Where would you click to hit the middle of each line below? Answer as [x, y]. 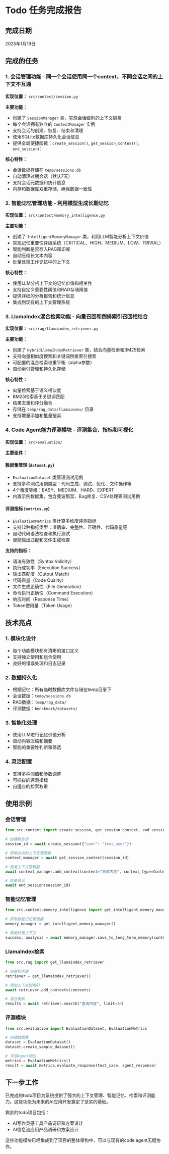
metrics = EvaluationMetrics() [38, 1061]
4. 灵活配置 [19, 762]
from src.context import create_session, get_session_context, [73, 830]
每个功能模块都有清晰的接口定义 [46, 650]
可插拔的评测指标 [30, 780]
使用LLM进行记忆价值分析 [39, 735]
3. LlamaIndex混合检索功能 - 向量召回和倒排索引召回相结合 [77, 316]
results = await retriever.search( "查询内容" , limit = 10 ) [65, 1004]
